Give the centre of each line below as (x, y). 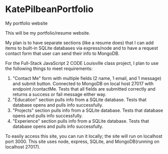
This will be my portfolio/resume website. (48, 33)
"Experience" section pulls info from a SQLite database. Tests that (81, 121)
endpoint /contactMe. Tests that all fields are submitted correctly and (84, 89)
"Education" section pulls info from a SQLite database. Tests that (79, 100)
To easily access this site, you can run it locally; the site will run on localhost (84, 136)
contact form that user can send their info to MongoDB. (62, 53)
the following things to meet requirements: (49, 68)
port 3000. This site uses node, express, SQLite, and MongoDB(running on (82, 141)
